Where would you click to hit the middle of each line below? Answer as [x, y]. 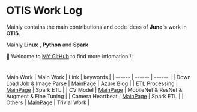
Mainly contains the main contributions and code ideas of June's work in [97, 27]
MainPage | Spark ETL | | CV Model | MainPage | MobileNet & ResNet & [94, 90]
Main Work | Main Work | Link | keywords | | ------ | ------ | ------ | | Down [98, 77]
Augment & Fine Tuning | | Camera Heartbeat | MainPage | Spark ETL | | [95, 97]
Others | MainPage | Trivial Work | [48, 102]
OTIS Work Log [44, 10]
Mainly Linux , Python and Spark [47, 45]
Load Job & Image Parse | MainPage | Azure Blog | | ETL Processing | [92, 83]
